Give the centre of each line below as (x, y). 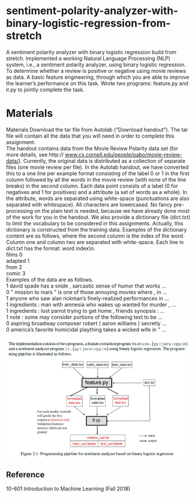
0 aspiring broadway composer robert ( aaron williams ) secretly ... (86, 323)
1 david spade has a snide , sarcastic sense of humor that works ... (86, 286)
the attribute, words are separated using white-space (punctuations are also (98, 198)
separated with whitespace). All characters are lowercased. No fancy (89, 205)
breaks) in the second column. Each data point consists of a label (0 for (92, 186)
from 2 (14, 267)
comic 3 (16, 273)
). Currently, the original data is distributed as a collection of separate (102, 161)
